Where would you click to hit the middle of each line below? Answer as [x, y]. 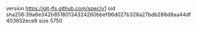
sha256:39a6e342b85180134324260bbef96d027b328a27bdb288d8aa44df [98, 14]
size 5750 [51, 21]
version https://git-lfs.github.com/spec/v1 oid [61, 8]
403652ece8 [22, 21]
